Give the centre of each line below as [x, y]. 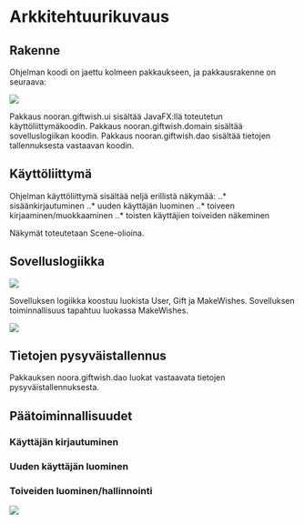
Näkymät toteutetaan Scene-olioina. [77, 233]
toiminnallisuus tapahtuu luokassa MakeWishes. [99, 310]
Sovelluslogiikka [57, 262]
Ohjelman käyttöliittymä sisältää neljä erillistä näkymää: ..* [118, 196]
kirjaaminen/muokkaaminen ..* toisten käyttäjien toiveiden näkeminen [140, 215]
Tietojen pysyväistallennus [88, 356]
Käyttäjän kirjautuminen [64, 441]
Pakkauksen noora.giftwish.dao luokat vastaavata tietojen [117, 378]
